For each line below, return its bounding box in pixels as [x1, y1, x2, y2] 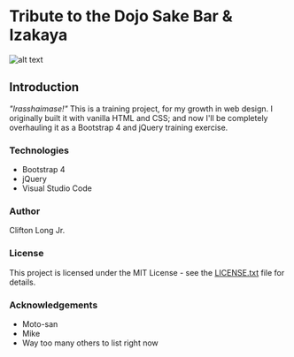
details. [9, 277, 36, 287]
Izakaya [9, 25, 68, 45]
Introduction [9, 80, 80, 95]
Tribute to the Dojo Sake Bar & [9, 6, 233, 27]
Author [9, 205, 41, 217]
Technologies [9, 144, 69, 156]
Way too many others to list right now [21, 338, 159, 348]
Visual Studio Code [21, 183, 93, 194]
